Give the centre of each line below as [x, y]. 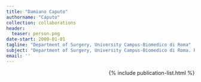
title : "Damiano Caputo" [37, 12]
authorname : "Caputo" [33, 17]
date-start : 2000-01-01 [36, 39]
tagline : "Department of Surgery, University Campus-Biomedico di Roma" [99, 45]
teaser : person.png [36, 34]
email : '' [19, 56]
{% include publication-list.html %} [152, 72]
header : [16, 28]
